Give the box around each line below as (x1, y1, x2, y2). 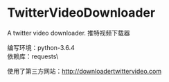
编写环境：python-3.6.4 (7, 43, 75, 51)
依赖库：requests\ (7, 52, 59, 60)
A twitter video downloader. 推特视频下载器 (7, 28, 130, 37)
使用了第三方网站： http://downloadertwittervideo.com (7, 67, 161, 75)
